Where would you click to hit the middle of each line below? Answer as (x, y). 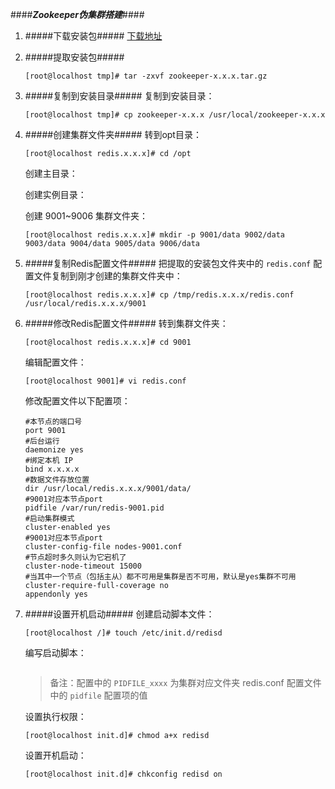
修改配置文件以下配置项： (77, 401)
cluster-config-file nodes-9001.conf (103, 547)
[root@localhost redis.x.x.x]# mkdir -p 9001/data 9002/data (155, 235)
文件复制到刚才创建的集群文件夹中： (108, 276)
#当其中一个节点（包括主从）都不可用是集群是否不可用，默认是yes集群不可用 (160, 577)
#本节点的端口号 (53, 422)
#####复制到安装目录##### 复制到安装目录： (119, 96)
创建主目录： (51, 173)
